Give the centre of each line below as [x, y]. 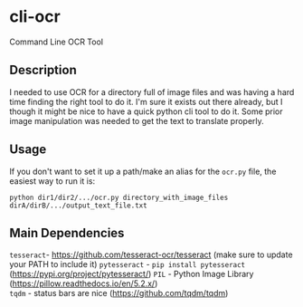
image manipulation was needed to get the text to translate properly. [137, 120]
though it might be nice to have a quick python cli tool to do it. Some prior [146, 111]
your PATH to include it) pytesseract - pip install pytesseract [128, 264]
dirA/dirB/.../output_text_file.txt [78, 206]
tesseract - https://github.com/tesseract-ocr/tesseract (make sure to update [151, 254]
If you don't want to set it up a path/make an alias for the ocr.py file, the [143, 171]
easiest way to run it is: [52, 181]
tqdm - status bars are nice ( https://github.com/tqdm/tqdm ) [119, 293]
